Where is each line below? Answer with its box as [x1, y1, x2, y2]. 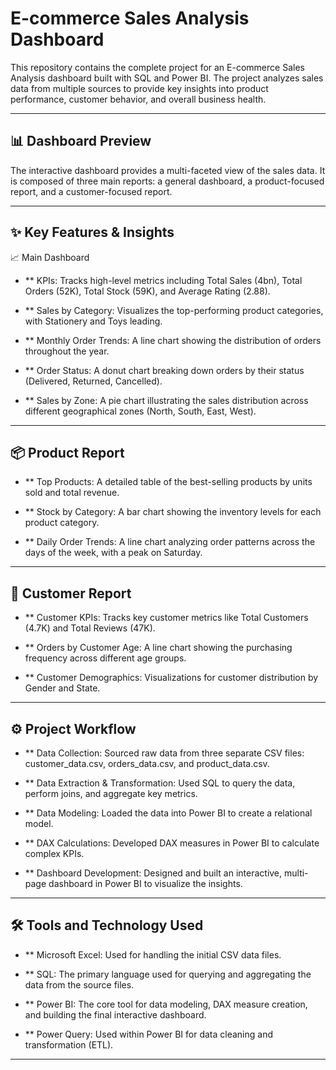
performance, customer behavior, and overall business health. [10, 93, 267, 105]
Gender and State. [24, 682, 101, 694]
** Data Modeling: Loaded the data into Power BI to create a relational [24, 807, 313, 819]
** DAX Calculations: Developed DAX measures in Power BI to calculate [24, 837, 320, 849]
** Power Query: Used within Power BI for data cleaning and [24, 1028, 274, 1040]
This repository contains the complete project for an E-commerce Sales [10, 61, 305, 73]
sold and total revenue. [24, 487, 120, 499]
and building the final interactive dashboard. [24, 1008, 207, 1021]
